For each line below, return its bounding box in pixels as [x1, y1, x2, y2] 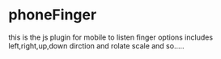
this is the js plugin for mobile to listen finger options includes [8, 32, 213, 42]
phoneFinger [8, 6, 97, 24]
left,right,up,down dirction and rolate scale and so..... [8, 40, 185, 50]
